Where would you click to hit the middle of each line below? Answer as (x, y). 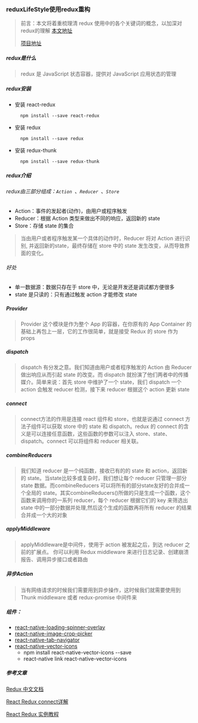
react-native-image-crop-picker (53, 633)
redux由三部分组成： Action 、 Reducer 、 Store (63, 192)
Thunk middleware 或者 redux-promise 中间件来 (79, 597)
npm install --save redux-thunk (60, 162)
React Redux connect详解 (37, 701)
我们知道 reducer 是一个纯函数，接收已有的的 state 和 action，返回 (101, 471)
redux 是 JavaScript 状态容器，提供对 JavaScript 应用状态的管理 (98, 74)
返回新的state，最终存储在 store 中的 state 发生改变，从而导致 (109, 245)
